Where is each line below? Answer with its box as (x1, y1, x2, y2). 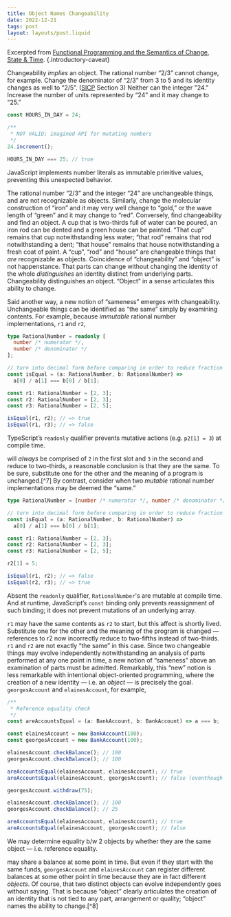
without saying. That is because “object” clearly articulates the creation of (7, 887, 217, 895)
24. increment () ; (7, 143, 54, 150)
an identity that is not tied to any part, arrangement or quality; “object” (7, 894, 206, 903)
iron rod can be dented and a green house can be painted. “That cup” (7, 225, 204, 234)
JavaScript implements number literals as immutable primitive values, (7, 168, 203, 177)
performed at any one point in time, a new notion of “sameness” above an (7, 656, 217, 664)
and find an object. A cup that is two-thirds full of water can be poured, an (7, 218, 218, 226)
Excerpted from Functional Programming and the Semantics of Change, (7, 48, 210, 57)
